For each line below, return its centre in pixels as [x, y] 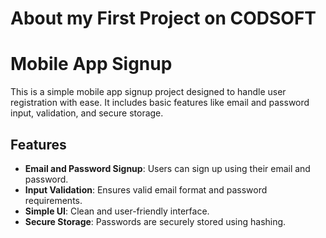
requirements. [53, 200]
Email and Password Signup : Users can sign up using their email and [167, 168]
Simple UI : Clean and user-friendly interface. [117, 211]
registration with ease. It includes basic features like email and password [160, 103]
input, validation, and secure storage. [87, 113]
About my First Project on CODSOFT [163, 18]
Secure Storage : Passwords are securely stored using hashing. [155, 221]
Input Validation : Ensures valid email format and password [146, 189]
